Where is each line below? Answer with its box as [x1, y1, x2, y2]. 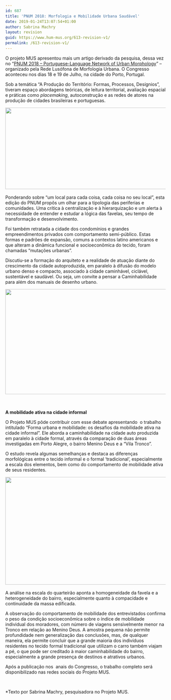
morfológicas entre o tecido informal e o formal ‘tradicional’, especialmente [5, 456, 163, 462]
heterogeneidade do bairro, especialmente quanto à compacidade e [5, 595, 148, 601]
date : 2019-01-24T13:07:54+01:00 [5, 19, 76, 24]
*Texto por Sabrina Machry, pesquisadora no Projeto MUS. [5, 688, 129, 695]
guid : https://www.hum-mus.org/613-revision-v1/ [5, 35, 110, 40]
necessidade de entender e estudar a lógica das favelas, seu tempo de [5, 210, 154, 217]
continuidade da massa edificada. [5, 600, 76, 606]
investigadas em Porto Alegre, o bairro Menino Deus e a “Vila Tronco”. [5, 441, 152, 447]
